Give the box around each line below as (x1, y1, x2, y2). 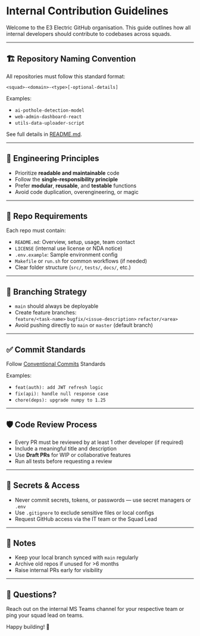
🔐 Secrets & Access (6, 480, 80, 490)
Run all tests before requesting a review (14, 458, 112, 465)
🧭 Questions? (6, 589, 57, 600)
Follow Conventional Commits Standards (6, 360, 106, 368)
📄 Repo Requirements (6, 211, 88, 221)
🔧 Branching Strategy (6, 286, 87, 297)
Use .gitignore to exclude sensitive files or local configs (14, 509, 155, 516)
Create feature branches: (14, 309, 77, 316)
